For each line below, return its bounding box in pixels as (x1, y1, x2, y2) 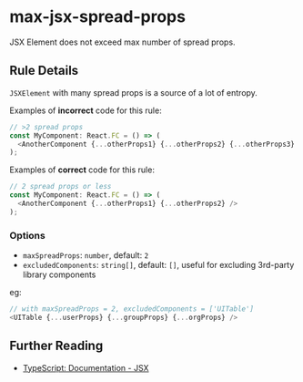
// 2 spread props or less (9, 182, 112, 191)
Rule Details (9, 63, 79, 78)
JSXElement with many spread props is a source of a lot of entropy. (9, 87, 258, 98)
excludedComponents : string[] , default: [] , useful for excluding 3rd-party (22, 260, 295, 271)
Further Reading (9, 338, 104, 354)
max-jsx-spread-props (9, 6, 187, 27)
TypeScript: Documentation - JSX (22, 362, 149, 373)
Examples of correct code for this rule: (9, 164, 155, 175)
